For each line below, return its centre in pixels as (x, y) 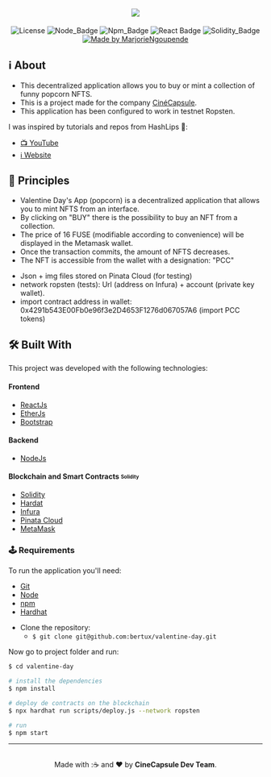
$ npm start (28, 733)
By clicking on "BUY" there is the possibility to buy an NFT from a (129, 217)
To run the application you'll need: (65, 571)
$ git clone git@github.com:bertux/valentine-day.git (124, 637)
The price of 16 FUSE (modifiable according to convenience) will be (132, 235)
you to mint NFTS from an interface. (79, 209)
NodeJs (33, 458)
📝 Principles (39, 181)
